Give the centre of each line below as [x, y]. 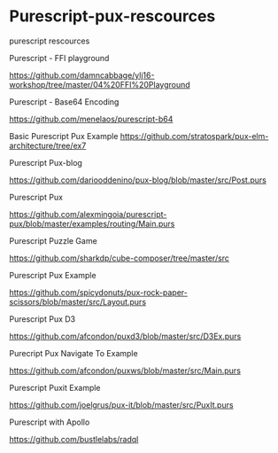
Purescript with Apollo [50, 422]
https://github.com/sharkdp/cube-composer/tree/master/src [120, 258]
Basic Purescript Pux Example [64, 136]
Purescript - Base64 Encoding [64, 102]
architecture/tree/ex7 [48, 145]
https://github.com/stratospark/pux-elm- [194, 136]
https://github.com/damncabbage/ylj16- [82, 75]
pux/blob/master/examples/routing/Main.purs [92, 223]
